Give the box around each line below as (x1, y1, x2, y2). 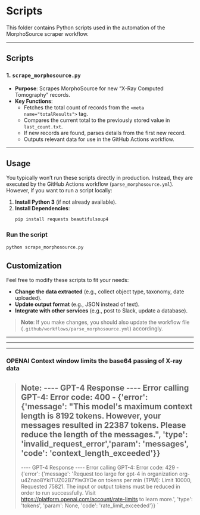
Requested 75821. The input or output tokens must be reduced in (20, 483, 180, 491)
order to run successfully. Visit (20, 489, 96, 496)
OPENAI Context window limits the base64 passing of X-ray (6, 357, 183, 365)
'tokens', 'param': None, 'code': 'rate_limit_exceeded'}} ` (20, 502, 159, 509)
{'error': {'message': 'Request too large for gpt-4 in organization (20, 470, 179, 477)
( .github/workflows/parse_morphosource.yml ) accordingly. (20, 325, 164, 332)
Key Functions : (14, 97, 53, 105)
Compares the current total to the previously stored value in (23, 117, 170, 124)
